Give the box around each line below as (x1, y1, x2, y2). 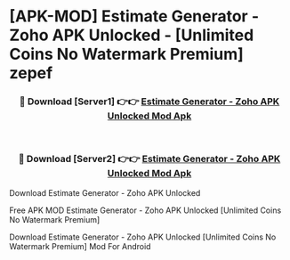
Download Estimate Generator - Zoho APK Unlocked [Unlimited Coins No (9, 232, 277, 242)
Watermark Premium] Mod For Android (9, 240, 151, 251)
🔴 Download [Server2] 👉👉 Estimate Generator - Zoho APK (18, 153, 281, 166)
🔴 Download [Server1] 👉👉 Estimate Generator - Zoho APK (19, 95, 280, 108)
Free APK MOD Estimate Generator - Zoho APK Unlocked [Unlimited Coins (9, 205, 282, 215)
